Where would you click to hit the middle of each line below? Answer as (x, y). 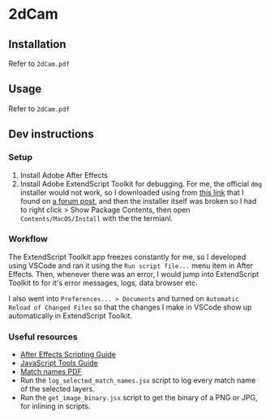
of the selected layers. (57, 389)
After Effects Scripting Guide (68, 355)
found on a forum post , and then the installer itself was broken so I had (138, 201)
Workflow (28, 239)
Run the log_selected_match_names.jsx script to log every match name (138, 380)
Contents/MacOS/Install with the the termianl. (96, 218)
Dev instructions (51, 134)
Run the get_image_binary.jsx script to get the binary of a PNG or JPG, (139, 398)
